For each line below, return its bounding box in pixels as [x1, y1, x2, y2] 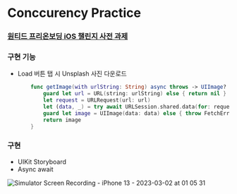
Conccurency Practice [7, 5, 141, 21]
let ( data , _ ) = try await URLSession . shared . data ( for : [43, 104, 211, 111]
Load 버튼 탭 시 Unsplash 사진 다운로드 [17, 69, 127, 78]
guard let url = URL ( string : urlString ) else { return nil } [43, 90, 227, 97]
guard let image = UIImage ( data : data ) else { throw [43, 109, 202, 117]
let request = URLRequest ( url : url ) [43, 97, 151, 104]
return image [43, 116, 81, 123]
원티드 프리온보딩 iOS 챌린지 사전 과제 [7, 32, 128, 42]
